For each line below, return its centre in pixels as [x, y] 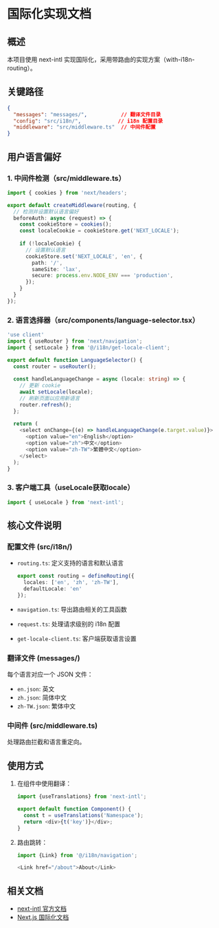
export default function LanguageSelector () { [75, 360]
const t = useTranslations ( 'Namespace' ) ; [84, 815]
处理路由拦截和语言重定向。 [46, 742]
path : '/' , [47, 263]
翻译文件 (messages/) [44, 658]
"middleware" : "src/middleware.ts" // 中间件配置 [84, 127]
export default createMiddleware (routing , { [72, 205]
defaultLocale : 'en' [53, 589]
